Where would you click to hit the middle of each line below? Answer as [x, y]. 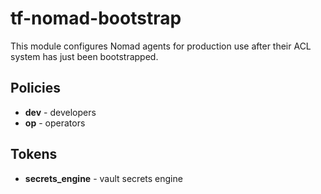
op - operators [55, 123]
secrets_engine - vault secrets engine [103, 178]
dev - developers [60, 112]
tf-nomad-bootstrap [96, 18]
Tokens [34, 154]
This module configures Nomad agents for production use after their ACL [161, 46]
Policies [36, 88]
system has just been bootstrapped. [84, 56]
